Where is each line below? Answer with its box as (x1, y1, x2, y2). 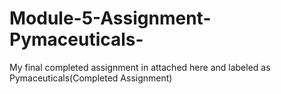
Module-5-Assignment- (9, 7, 212, 30)
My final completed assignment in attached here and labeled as (9, 61, 271, 73)
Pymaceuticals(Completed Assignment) (9, 72, 173, 84)
